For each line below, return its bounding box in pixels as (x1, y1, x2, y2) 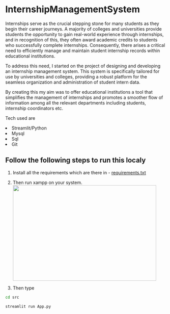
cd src (5, 295, 19, 300)
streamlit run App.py (5, 304, 51, 309)
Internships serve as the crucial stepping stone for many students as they (5, 20, 159, 27)
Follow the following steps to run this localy (5, 156, 146, 165)
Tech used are (5, 115, 36, 121)
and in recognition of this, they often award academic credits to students (5, 37, 158, 43)
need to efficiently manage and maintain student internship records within (5, 47, 160, 54)
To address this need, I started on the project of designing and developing (5, 63, 161, 69)
